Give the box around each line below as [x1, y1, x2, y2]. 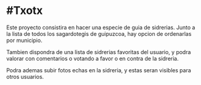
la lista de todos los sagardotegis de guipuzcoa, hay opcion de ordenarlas [6, 30, 192, 37]
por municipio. [6, 36, 43, 44]
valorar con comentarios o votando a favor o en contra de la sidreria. [6, 55, 179, 62]
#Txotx [6, 4, 43, 18]
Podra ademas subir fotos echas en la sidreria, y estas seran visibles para [6, 66, 191, 73]
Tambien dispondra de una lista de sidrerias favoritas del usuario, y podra [6, 48, 191, 55]
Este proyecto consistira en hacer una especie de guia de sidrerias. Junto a [6, 24, 196, 31]
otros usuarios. [6, 73, 44, 80]
